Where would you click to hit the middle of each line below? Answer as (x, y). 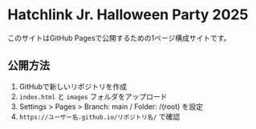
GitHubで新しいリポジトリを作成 (73, 87)
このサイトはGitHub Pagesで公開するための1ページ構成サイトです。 (119, 38)
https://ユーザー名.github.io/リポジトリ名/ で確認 (100, 116)
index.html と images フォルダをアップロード (93, 96)
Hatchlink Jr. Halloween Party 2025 (128, 15)
